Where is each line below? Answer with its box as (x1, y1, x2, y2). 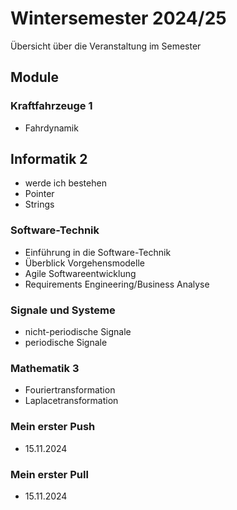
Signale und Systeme (10, 303, 116, 317)
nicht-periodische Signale (24, 326, 132, 338)
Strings (24, 198, 55, 211)
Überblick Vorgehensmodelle (24, 257, 145, 269)
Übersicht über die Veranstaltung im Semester (10, 40, 202, 52)
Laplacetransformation (24, 395, 119, 407)
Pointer (24, 188, 55, 200)
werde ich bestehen (24, 177, 107, 189)
